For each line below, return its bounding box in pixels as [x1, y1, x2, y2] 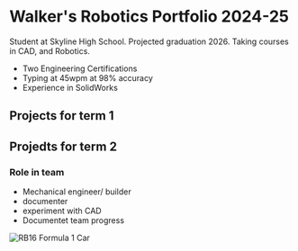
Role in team [9, 166, 65, 178]
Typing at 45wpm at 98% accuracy [22, 72, 153, 83]
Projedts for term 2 [9, 139, 117, 154]
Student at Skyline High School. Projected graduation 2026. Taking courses [9, 36, 290, 47]
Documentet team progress [22, 215, 124, 226]
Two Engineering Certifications [22, 63, 138, 74]
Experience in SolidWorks [22, 82, 119, 93]
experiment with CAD [22, 205, 102, 217]
